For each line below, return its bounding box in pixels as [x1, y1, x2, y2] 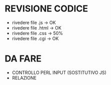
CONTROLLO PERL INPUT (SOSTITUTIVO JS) [12, 69, 106, 75]
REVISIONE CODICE [5, 3, 88, 14]
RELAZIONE [12, 74, 37, 80]
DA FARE [5, 53, 42, 64]
